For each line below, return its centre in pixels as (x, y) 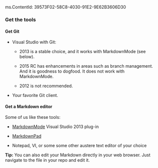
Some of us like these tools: (33, 117)
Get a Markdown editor (29, 106)
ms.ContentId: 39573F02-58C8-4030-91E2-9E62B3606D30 (66, 7)
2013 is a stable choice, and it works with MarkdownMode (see (82, 52)
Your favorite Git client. (35, 95)
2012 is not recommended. (46, 86)
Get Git (12, 31)
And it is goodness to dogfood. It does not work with (72, 71)
